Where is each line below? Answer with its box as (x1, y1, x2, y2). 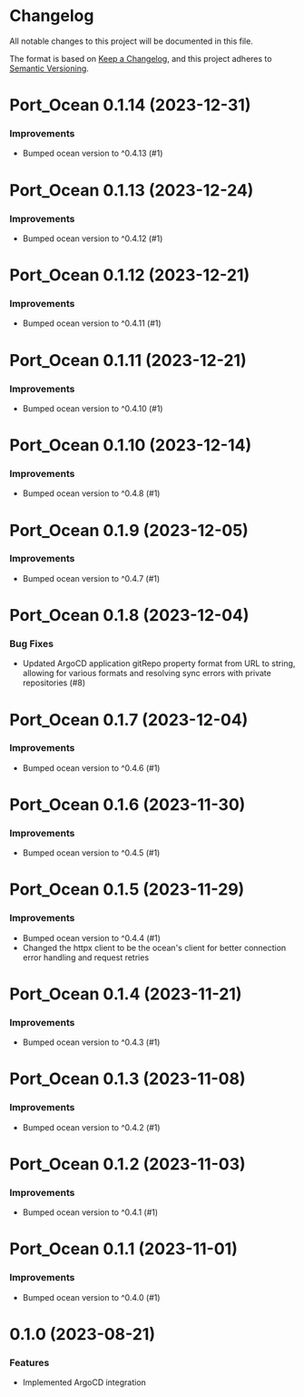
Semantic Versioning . (9, 63, 89, 74)
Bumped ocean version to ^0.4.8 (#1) (22, 488, 161, 499)
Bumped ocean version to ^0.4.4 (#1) (22, 932, 162, 943)
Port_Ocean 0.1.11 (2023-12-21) (9, 349, 247, 370)
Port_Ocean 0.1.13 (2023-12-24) (9, 179, 254, 200)
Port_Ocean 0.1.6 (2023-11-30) (9, 795, 246, 815)
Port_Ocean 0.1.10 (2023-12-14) (9, 435, 252, 456)
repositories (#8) (22, 677, 86, 688)
